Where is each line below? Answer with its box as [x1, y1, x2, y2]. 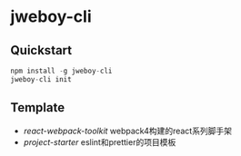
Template [10, 100, 65, 115]
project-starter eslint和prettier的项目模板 [23, 136, 176, 147]
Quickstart [10, 43, 73, 58]
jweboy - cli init [10, 74, 72, 83]
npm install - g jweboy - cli [10, 66, 113, 75]
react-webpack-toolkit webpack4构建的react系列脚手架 [23, 125, 233, 136]
